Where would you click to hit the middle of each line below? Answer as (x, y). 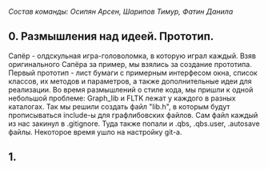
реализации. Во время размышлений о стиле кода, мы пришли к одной (131, 89)
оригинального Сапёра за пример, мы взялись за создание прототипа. (130, 64)
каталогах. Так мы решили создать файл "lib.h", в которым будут (119, 106)
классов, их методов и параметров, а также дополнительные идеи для (130, 81)
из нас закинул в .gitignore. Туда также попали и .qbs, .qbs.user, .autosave (134, 124)
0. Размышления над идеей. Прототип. (111, 36)
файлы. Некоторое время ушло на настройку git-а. (95, 132)
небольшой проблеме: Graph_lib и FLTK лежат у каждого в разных (122, 98)
